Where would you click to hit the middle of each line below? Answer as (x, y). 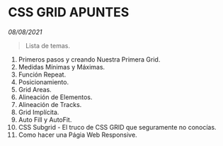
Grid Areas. (35, 89)
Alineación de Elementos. (55, 97)
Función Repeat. (42, 74)
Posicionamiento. (44, 82)
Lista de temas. (47, 45)
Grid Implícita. (39, 112)
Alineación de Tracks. (50, 104)
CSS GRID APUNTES (69, 12)
